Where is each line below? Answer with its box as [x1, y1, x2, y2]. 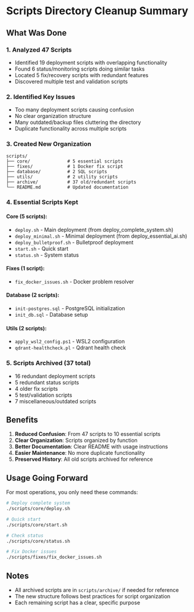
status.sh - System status [14, 251, 79, 259]
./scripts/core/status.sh [6, 538, 70, 544]
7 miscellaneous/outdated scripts [14, 397, 97, 404]
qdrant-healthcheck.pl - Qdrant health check [14, 344, 126, 351]
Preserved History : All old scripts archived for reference [14, 455, 153, 463]
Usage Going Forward [6, 473, 88, 483]
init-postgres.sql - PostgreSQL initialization [14, 305, 126, 312]
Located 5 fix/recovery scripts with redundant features [14, 71, 149, 78]
